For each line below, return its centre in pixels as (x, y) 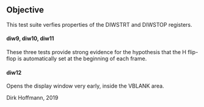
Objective (25, 10)
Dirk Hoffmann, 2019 (32, 98)
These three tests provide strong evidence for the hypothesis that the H (96, 52)
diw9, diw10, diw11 (30, 38)
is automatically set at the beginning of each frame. (82, 59)
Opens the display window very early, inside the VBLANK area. (85, 86)
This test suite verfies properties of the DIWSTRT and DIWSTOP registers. (99, 24)
